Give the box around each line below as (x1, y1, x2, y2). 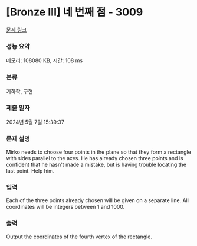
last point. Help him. (6, 167, 55, 174)
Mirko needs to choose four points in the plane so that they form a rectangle (6, 148, 192, 156)
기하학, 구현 (6, 88, 34, 95)
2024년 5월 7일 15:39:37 (6, 118, 65, 125)
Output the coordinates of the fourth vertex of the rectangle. (6, 233, 152, 240)
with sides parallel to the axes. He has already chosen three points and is (6, 155, 184, 162)
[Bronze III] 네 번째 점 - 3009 (6, 5, 143, 19)
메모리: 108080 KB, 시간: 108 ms (6, 57, 83, 64)
